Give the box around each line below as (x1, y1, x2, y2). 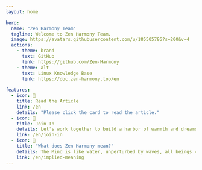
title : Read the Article (16, 98, 79, 104)
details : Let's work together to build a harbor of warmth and (16, 126, 179, 133)
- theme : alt (16, 65, 49, 71)
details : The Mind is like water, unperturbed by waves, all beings (16, 148, 192, 154)
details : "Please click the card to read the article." (16, 109, 160, 115)
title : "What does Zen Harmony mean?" (16, 143, 114, 149)
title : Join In (16, 121, 55, 127)
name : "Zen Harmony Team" (11, 25, 77, 31)
